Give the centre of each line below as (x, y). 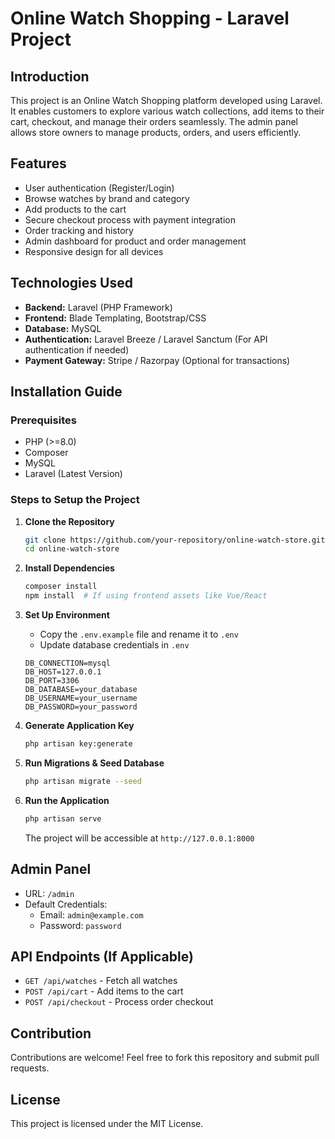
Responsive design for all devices (94, 251)
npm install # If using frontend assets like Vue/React (146, 596)
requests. (30, 1068)
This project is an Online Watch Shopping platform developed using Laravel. (166, 100)
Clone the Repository (69, 521)
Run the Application (67, 800)
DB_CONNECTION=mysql (67, 663)
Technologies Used (71, 283)
